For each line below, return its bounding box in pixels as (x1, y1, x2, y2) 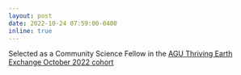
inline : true (8, 27, 53, 35)
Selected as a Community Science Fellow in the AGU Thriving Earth (8, 49, 233, 59)
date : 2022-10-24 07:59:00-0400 (8, 19, 117, 27)
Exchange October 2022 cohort (8, 57, 114, 67)
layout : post (8, 11, 53, 20)
